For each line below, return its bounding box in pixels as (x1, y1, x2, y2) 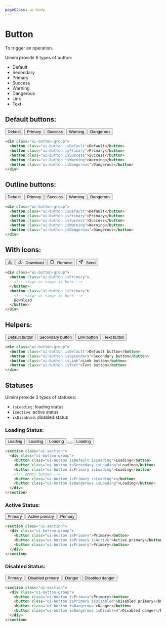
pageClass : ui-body (5, 7, 45, 12)
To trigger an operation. (5, 45, 53, 51)
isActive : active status (12, 409, 59, 415)
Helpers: (5, 320, 32, 329)
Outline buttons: (5, 180, 56, 188)
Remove (57, 260, 73, 266)
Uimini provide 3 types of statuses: (5, 394, 77, 400)
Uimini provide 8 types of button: (5, 54, 73, 60)
